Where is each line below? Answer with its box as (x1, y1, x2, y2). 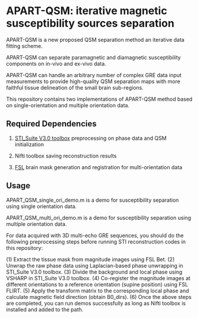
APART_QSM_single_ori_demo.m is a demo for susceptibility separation (6, 196, 179, 203)
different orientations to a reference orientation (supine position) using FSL (6, 281, 189, 288)
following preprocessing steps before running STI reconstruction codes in (6, 238, 186, 245)
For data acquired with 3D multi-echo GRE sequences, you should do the (6, 232, 184, 239)
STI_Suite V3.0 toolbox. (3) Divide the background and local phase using (6, 268, 183, 275)
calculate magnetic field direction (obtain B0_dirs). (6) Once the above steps (6, 293, 192, 300)
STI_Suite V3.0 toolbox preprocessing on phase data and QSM (14, 134, 167, 142)
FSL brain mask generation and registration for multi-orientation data (14, 163, 183, 170)
